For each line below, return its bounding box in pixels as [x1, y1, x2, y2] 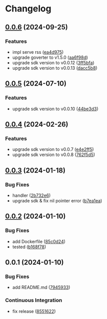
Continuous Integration [5, 297, 62, 304]
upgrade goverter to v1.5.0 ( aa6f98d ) [12, 54, 88, 60]
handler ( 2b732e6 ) [12, 192, 51, 198]
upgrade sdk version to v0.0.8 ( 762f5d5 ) [12, 152, 96, 158]
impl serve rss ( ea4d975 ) [12, 49, 64, 55]
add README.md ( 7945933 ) [12, 285, 70, 291]
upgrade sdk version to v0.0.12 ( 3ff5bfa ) [12, 59, 95, 65]
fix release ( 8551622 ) [12, 308, 56, 314]
